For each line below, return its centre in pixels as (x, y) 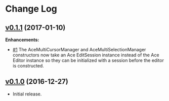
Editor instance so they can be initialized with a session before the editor (88, 60)
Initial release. (27, 94)
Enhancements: (22, 40)
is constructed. (28, 66)
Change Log (31, 9)
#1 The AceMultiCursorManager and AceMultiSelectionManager (79, 49)
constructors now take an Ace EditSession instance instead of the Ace (86, 55)
